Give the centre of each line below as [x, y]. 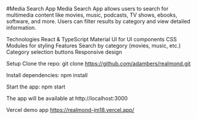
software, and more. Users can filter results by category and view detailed [98, 21]
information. [21, 28]
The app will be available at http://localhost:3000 [67, 98]
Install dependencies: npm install [47, 75]
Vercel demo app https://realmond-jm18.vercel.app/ [70, 110]
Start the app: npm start [36, 87]
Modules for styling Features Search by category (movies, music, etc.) [93, 45]
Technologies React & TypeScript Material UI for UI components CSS [92, 39]
